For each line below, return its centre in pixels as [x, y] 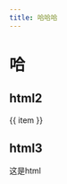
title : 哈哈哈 [33, 18]
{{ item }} [26, 120]
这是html [25, 171]
